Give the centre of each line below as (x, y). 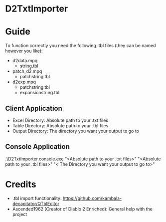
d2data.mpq (25, 61)
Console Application (37, 147)
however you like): (24, 51)
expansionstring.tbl (40, 93)
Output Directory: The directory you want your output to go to (76, 131)
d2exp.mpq (24, 82)
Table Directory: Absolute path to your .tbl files (60, 125)
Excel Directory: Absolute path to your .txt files (60, 120)
